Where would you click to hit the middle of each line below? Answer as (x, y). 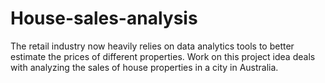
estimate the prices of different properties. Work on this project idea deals (163, 56)
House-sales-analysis (104, 18)
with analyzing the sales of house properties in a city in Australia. (144, 67)
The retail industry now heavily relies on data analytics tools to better (152, 46)
